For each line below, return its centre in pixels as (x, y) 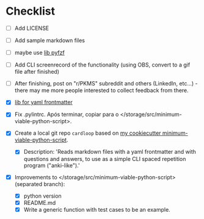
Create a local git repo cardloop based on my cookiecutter (88, 133)
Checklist (31, 11)
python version (42, 196)
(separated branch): (40, 184)
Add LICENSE (32, 28)
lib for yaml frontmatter (43, 102)
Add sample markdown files (49, 40)
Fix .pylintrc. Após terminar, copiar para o (67, 115)
